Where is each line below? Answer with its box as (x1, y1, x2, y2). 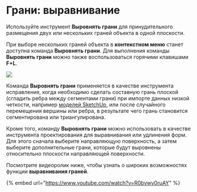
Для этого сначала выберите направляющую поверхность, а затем (6, 137, 177, 145)
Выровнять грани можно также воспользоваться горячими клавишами (6, 53, 189, 60)
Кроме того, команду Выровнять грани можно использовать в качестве (6, 125, 191, 132)
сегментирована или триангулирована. (6, 113, 106, 121)
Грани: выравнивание (6, 4, 120, 17)
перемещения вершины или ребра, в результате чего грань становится (6, 107, 188, 114)
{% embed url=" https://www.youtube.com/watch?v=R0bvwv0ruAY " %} (6, 179, 180, 186)
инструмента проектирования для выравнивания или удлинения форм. (6, 131, 188, 138)
